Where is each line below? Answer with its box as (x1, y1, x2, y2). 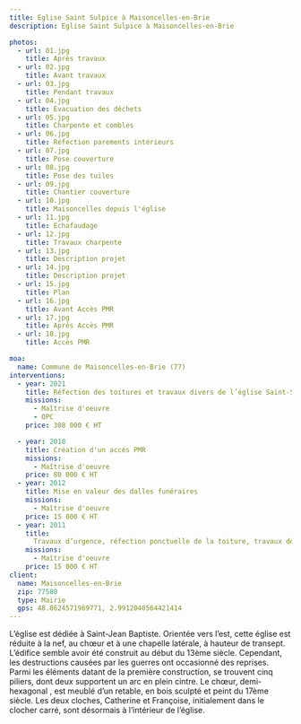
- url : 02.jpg (17, 63, 70, 72)
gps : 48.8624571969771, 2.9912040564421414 (17, 604, 182, 613)
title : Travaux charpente (25, 238, 123, 247)
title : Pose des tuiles (25, 171, 115, 180)
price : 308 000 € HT (25, 421, 102, 430)
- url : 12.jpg (17, 230, 70, 239)
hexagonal (9, 685, 48, 696)
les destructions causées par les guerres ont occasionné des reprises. (9, 657, 270, 668)
